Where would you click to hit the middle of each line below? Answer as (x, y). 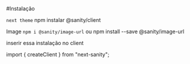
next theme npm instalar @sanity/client (54, 20)
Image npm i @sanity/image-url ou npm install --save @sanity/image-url (95, 31)
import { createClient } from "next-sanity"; (58, 55)
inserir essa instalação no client (45, 43)
